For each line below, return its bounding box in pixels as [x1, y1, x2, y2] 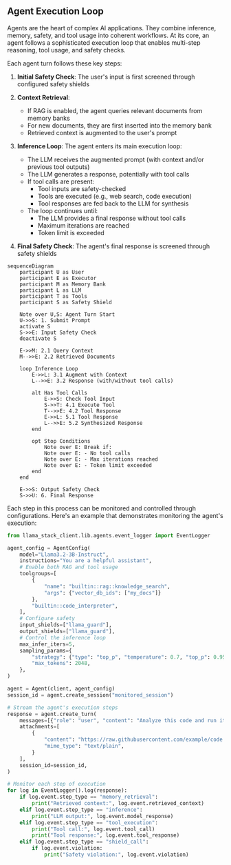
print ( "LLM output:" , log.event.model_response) [32, 813, 174, 819]
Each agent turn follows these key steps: [7, 59, 122, 68]
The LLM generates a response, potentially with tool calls [27, 170, 190, 178]
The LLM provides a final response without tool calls [37, 214, 186, 222]
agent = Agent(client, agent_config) [7, 686, 115, 693]
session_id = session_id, [19, 762, 88, 768]
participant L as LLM [19, 286, 81, 294]
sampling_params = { [19, 647, 72, 654]
